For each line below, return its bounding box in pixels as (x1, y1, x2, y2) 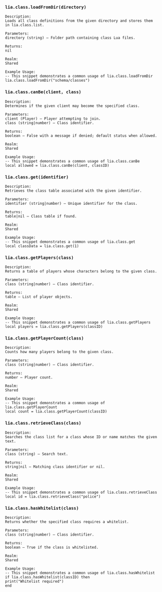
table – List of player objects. (5, 294, 73, 300)
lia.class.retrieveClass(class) (5, 420, 81, 426)
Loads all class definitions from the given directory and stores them (5, 18, 153, 23)
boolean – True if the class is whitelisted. (5, 545, 98, 550)
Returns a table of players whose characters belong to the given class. (5, 269, 158, 274)
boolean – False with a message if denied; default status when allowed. (5, 133, 158, 138)
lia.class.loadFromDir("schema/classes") (5, 78, 90, 83)
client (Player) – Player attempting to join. (5, 116, 101, 121)
